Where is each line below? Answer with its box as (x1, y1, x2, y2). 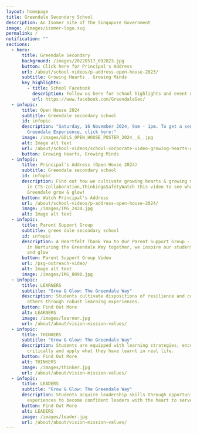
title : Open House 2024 (21, 107, 80, 113)
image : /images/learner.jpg (21, 315, 91, 321)
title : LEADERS (21, 381, 59, 387)
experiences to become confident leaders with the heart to (27, 397, 177, 403)
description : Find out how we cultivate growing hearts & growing (21, 178, 188, 184)
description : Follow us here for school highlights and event (32, 91, 188, 97)
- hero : (11, 47, 30, 53)
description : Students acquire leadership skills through (21, 392, 167, 398)
